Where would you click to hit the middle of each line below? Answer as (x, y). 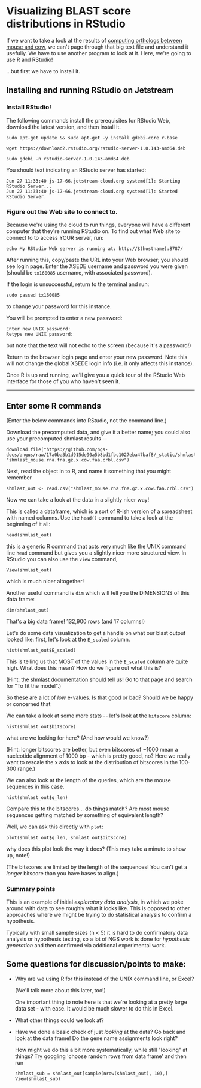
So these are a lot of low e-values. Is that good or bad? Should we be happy (100, 697)
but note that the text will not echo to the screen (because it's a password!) (99, 345)
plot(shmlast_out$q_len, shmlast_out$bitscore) (67, 837)
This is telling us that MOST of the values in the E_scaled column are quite (97, 661)
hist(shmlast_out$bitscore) (41, 726)
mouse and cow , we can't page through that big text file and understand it (97, 47)
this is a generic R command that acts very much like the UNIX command (96, 546)
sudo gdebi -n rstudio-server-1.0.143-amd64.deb (68, 159)
